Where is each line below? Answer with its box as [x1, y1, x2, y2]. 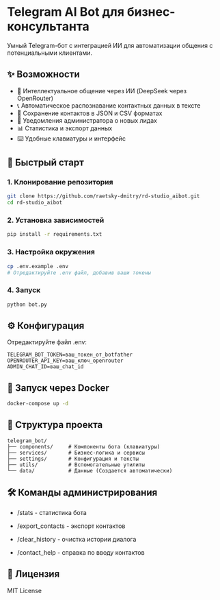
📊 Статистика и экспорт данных [16, 124, 113, 132]
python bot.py [7, 301, 48, 308]
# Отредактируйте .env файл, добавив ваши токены [7, 269, 152, 276]
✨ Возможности [7, 69, 80, 80]
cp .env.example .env [7, 263, 69, 269]
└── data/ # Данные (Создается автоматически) [7, 467, 173, 474]
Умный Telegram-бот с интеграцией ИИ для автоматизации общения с [7, 41, 213, 49]
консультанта [7, 19, 90, 34]
